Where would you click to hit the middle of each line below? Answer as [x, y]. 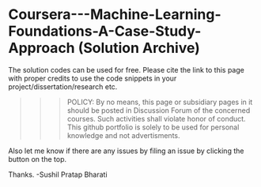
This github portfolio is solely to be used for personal [153, 127]
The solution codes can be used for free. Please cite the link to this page [127, 69]
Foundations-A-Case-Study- [105, 31]
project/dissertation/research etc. [63, 86]
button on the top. [38, 159]
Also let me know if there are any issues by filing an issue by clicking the [126, 151]
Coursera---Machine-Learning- [115, 15]
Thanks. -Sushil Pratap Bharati [58, 174]
